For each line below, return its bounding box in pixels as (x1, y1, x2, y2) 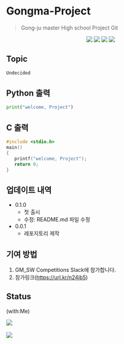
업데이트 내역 (6, 185, 52, 195)
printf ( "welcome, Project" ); (14, 155, 87, 162)
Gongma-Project (6, 4, 91, 18)
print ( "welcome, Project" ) (6, 104, 74, 111)
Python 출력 (6, 88, 50, 99)
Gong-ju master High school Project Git (20, 24, 119, 31)
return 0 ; (14, 161, 39, 167)
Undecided (6, 70, 31, 76)
